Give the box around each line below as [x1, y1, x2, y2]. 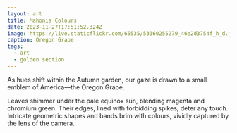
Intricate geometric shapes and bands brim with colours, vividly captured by [7, 111, 229, 120]
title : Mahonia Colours [7, 17, 78, 24]
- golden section [13, 56, 65, 63]
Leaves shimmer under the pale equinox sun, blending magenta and [7, 96, 205, 105]
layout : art [7, 10, 42, 18]
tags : [7, 43, 23, 50]
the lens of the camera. [7, 119, 75, 127]
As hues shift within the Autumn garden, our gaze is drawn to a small [7, 75, 207, 84]
